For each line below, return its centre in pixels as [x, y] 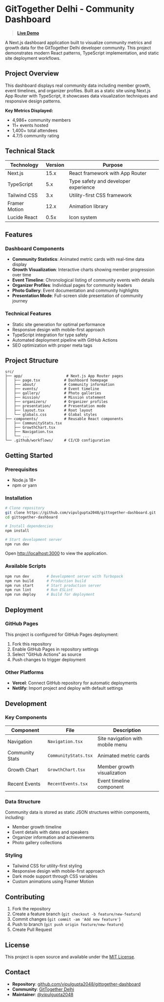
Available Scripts [26, 566]
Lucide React [22, 217]
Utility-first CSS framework [101, 195]
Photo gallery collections [37, 843]
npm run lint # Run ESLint [39, 590]
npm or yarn [24, 485]
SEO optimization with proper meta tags [52, 345]
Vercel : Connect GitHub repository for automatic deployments [75, 683]
